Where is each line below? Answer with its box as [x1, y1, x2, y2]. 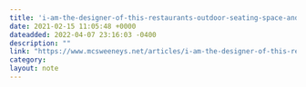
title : [9, 13, 35, 23]
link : [9, 47, 30, 56]
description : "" [9, 38, 71, 48]
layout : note [9, 64, 59, 73]
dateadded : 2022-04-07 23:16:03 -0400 [9, 30, 157, 39]
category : [9, 55, 47, 64]
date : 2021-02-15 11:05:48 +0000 [9, 22, 137, 31]
